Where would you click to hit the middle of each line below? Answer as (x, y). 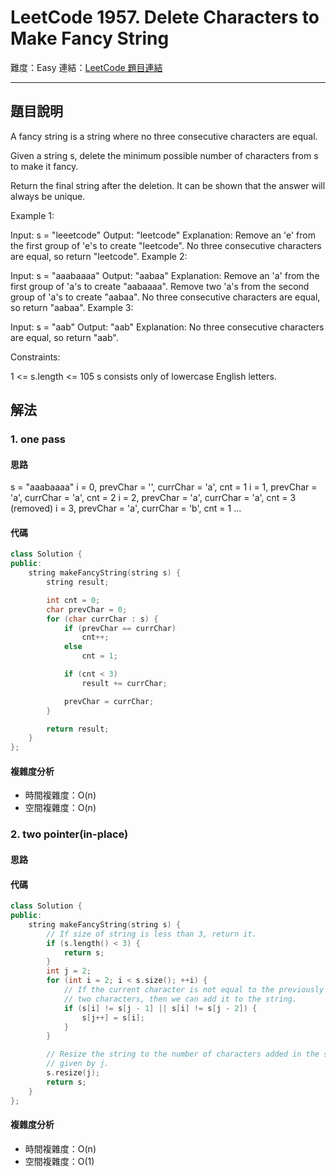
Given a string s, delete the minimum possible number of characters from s (164, 155)
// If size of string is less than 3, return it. (151, 934)
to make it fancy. (44, 166)
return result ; (78, 729)
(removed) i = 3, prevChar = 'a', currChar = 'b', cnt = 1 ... (126, 508)
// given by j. (78, 1064)
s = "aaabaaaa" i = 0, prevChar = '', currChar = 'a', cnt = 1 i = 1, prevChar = (164, 487)
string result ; (78, 582)
